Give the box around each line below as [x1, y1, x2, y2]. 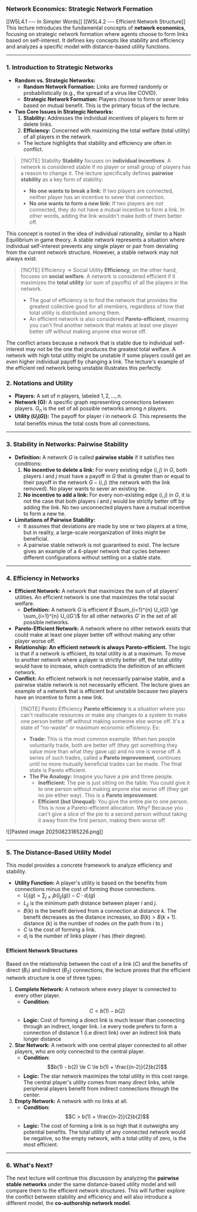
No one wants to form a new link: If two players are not [29, 200, 164, 207]
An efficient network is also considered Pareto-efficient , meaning [29, 315, 189, 322]
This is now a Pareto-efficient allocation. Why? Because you [38, 804, 184, 812]
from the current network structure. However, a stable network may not [6, 249, 179, 256]
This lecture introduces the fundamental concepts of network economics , [6, 24, 186, 31]
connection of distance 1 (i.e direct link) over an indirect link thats [23, 1029, 181, 1036]
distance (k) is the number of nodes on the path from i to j [23, 919, 163, 926]
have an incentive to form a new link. [14, 694, 104, 701]
